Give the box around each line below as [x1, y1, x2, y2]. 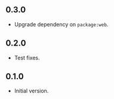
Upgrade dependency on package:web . [14, 20, 109, 28]
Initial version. [14, 87, 49, 95]
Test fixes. [14, 54, 40, 61]
